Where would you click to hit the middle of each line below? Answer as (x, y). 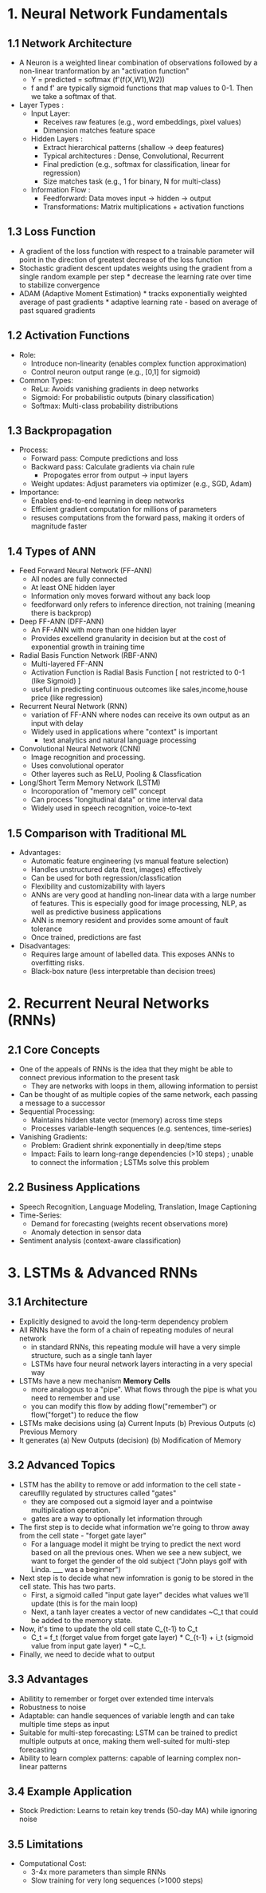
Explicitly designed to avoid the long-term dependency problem (123, 1321)
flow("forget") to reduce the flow (84, 1415)
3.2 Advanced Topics (62, 1465)
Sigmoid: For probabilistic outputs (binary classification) (123, 397)
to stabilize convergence (59, 285)
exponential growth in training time (88, 647)
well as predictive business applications (96, 912)
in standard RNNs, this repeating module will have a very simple (135, 1347)
